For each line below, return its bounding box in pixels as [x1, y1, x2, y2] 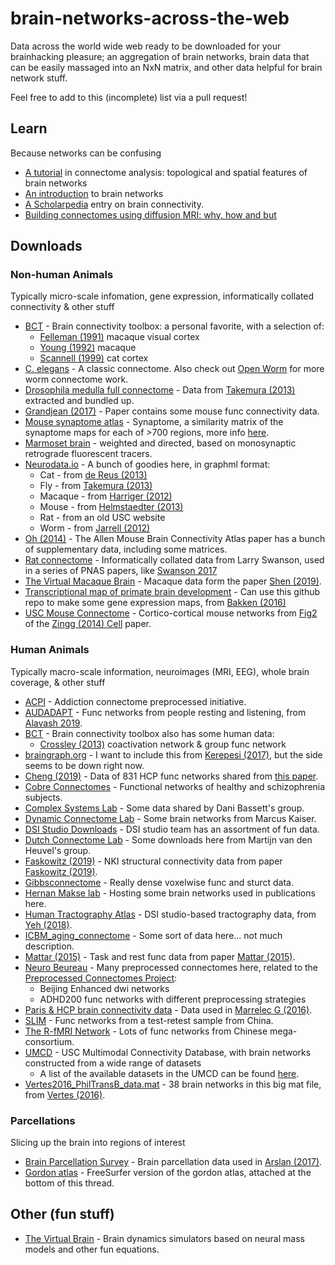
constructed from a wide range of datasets [24, 1057, 202, 1069]
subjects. [24, 791, 63, 803]
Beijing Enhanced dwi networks [39, 982, 170, 994]
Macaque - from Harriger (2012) [39, 490, 173, 502]
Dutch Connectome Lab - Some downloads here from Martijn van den [24, 833, 313, 846]
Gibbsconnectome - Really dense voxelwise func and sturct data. [24, 876, 294, 888]
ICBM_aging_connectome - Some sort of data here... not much [24, 929, 283, 941]
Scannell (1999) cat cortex [39, 352, 149, 364]
